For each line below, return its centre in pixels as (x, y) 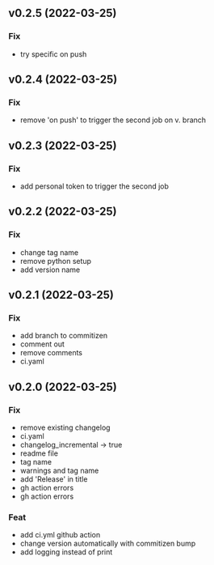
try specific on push (53, 54)
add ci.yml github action (60, 535)
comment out (42, 344)
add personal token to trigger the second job (94, 186)
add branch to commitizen (63, 336)
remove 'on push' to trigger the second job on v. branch (113, 120)
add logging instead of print (66, 552)
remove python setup (55, 261)
